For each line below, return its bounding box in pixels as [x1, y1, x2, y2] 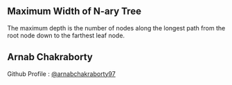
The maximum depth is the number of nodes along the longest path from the [7, 23, 226, 32]
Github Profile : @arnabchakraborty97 [7, 69, 116, 78]
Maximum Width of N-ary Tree [7, 6, 142, 17]
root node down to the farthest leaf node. [7, 31, 125, 39]
